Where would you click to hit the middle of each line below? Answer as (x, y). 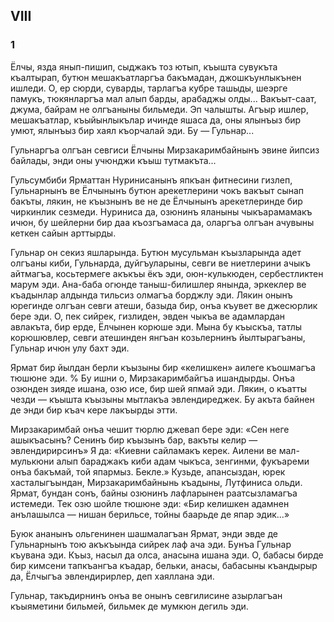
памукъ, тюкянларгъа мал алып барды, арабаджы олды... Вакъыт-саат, (163, 98)
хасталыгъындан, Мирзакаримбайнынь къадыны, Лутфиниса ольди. (156, 482)
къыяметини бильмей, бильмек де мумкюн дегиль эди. (129, 606)
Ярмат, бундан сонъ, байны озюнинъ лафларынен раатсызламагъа (154, 493)
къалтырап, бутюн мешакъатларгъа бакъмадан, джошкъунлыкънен (156, 77)
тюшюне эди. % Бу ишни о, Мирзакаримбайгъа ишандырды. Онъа (153, 378)
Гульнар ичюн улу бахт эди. (70, 348)
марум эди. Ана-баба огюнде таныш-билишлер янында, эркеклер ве (158, 284)
